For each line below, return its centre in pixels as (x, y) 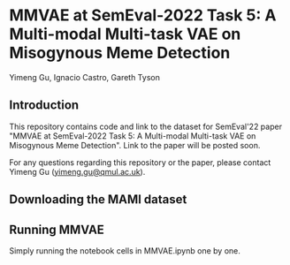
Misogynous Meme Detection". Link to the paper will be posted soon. (135, 145)
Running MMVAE (57, 229)
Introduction (44, 106)
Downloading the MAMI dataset (98, 200)
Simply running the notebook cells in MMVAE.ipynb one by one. (125, 250)
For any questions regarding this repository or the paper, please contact (140, 162)
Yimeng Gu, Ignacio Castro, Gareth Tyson (85, 77)
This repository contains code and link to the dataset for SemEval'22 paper (146, 126)
